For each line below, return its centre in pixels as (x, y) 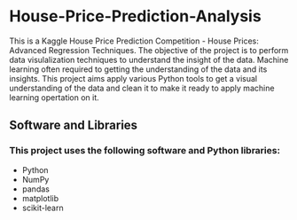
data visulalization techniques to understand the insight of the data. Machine (149, 59)
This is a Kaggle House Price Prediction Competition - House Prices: (134, 41)
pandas (36, 189)
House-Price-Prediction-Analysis (135, 16)
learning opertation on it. (54, 97)
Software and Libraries (74, 126)
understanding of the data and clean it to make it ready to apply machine (142, 88)
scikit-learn (43, 208)
